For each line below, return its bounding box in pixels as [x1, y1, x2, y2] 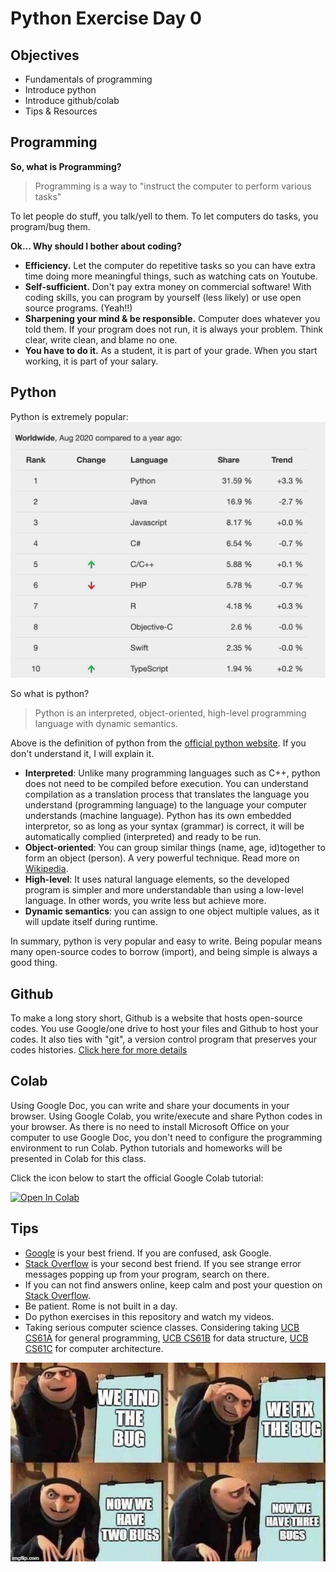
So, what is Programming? [10, 160, 122, 172]
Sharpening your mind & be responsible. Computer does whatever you [24, 312, 321, 324]
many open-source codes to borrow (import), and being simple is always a [10, 946, 318, 958]
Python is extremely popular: [10, 410, 129, 422]
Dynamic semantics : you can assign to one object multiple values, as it [24, 905, 320, 917]
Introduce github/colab [24, 95, 120, 106]
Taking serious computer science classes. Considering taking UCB [24, 1321, 300, 1333]
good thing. [10, 957, 58, 969]
